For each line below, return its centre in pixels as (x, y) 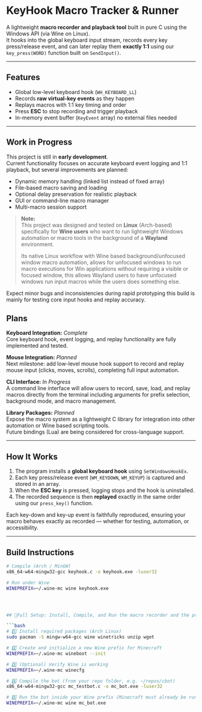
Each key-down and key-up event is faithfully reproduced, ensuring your (96, 515)
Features (23, 77)
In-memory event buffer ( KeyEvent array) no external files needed (96, 118)
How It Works (32, 457)
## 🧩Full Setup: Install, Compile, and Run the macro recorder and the (98, 615)
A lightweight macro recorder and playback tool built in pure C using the (97, 27)
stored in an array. (37, 484)
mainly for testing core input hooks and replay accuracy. (76, 300)
